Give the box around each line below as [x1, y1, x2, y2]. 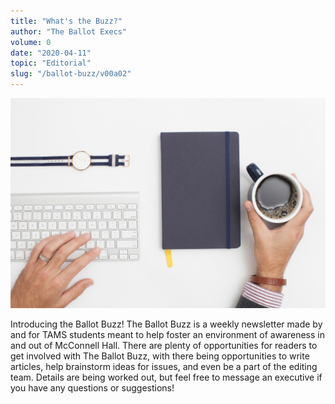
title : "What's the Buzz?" [10, 16, 123, 26]
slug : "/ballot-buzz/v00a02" [10, 69, 132, 79]
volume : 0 [10, 37, 52, 47]
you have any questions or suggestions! [10, 381, 175, 394]
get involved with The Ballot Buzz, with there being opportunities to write [10, 350, 310, 362]
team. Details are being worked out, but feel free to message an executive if [10, 371, 323, 383]
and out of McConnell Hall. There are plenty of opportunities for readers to [10, 339, 318, 351]
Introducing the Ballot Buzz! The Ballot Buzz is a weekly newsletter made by [10, 318, 323, 330]
